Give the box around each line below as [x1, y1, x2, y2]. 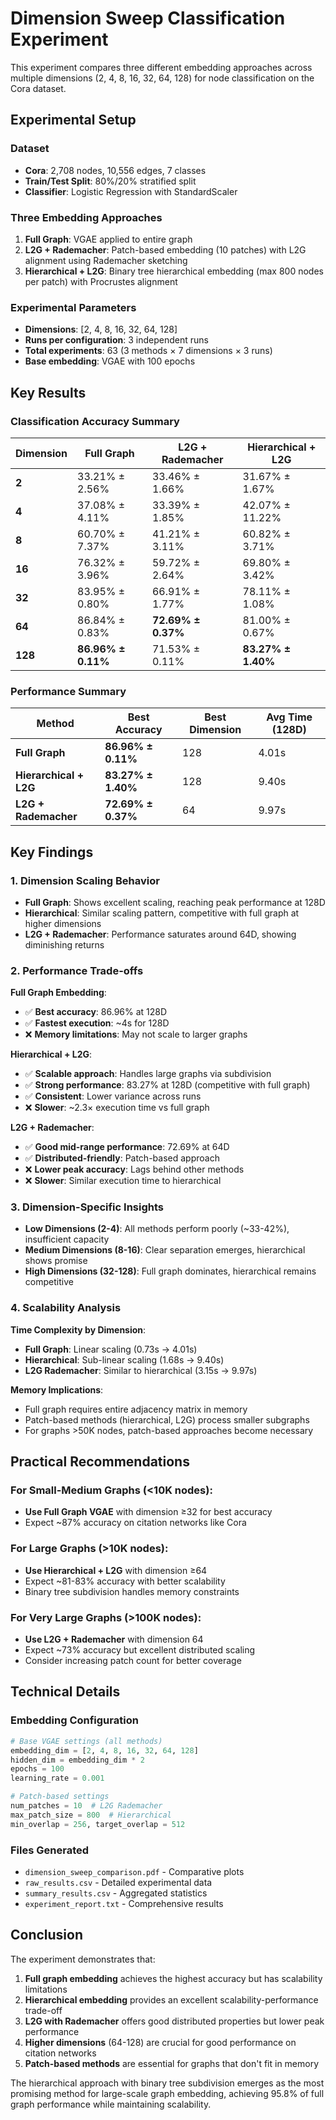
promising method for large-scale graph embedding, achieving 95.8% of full [10, 2087, 325, 2099]
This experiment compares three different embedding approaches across [10, 61, 313, 73]
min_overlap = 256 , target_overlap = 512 [10, 1819, 186, 1829]
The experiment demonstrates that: [10, 1953, 156, 1965]
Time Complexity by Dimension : [10, 1323, 147, 1336]
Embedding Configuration [10, 1713, 139, 1727]
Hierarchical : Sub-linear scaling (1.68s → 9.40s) [24, 1353, 225, 1366]
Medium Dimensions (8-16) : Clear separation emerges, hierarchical [24, 1244, 306, 1256]
